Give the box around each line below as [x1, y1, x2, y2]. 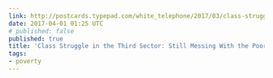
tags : [8, 50, 27, 58]
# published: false [8, 27, 75, 35]
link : [8, 11, 27, 20]
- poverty [8, 58, 42, 66]
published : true [8, 34, 63, 43]
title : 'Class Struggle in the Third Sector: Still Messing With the [8, 42, 249, 50]
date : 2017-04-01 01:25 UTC [8, 19, 104, 28]
